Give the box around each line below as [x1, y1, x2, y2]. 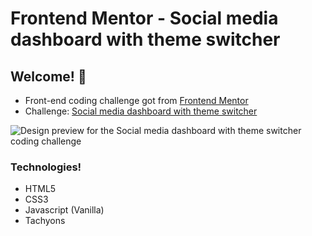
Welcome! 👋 [10, 68, 87, 85]
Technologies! [10, 160, 82, 174]
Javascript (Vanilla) [24, 204, 105, 216]
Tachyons [24, 215, 66, 227]
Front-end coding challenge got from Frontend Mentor [24, 95, 249, 106]
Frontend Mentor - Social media [10, 7, 279, 30]
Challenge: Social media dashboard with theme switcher [24, 105, 258, 117]
